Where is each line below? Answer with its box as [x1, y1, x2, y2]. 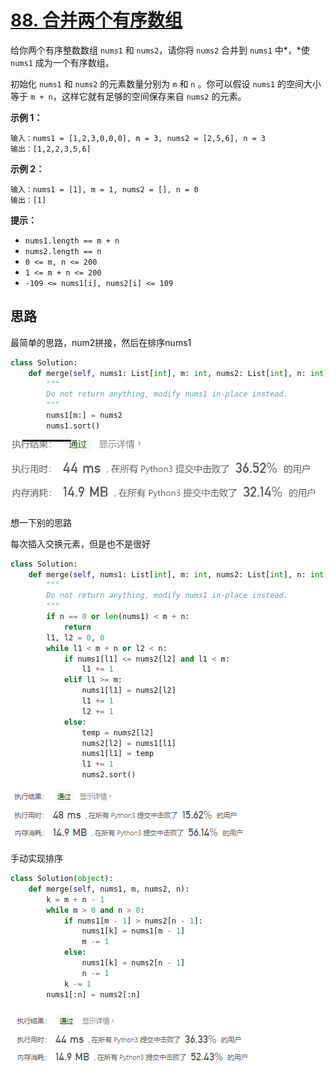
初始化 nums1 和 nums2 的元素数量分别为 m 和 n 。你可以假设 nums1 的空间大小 [10, 77, 322, 90]
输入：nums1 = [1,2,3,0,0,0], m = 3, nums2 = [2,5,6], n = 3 [10, 133, 266, 143]
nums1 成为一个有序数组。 [10, 56, 115, 68]
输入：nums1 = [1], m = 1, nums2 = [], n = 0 [10, 184, 199, 195]
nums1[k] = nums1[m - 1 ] [81, 926, 186, 936]
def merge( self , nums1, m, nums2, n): [28, 884, 190, 894]
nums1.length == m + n [24, 236, 120, 246]
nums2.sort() [81, 770, 137, 780]
